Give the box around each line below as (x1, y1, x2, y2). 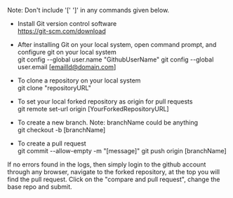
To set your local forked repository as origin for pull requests (17, 97, 193, 106)
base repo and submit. (7, 183, 72, 191)
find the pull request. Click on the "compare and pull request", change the (7, 175, 220, 183)
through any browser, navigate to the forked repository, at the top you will (7, 168, 220, 176)
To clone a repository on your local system (17, 76, 141, 85)
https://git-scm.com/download (17, 27, 107, 35)
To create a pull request (17, 139, 86, 148)
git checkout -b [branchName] (17, 126, 106, 134)
